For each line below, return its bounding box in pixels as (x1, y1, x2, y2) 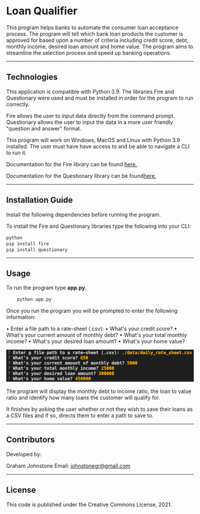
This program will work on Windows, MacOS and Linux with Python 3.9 (6, 136, 180, 144)
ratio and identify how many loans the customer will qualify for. (6, 394, 161, 401)
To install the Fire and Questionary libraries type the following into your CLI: (6, 222, 191, 230)
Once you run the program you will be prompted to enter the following (6, 307, 178, 314)
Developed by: (6, 450, 42, 457)
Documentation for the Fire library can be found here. (6, 160, 137, 168)
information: (6, 314, 36, 321)
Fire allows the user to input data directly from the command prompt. (6, 112, 175, 119)
